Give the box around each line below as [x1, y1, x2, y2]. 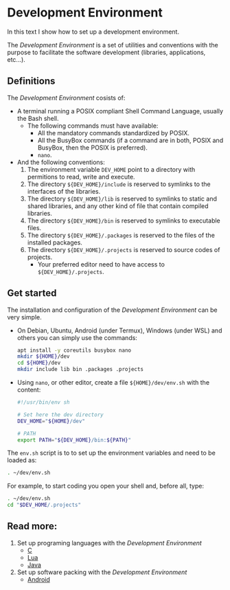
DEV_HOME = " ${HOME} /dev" [16, 418, 86, 424]
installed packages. [27, 238, 82, 247]
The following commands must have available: [27, 122, 159, 130]
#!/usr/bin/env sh [16, 399, 70, 406]
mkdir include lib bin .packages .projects [16, 366, 144, 373]
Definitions [7, 76, 56, 87]
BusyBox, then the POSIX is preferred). [37, 143, 148, 152]
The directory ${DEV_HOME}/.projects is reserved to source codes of [27, 245, 220, 253]
